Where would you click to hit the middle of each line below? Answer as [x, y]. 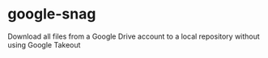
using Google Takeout [44, 44]
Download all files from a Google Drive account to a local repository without [134, 36]
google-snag [52, 14]
